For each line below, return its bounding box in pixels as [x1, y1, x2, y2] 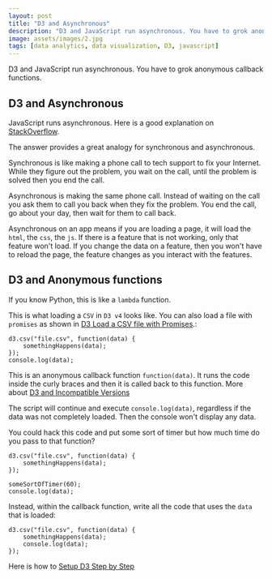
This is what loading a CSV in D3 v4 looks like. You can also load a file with [8, 310, 253, 320]
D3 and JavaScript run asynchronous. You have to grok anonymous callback [8, 64, 264, 74]
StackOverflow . [8, 127, 60, 136]
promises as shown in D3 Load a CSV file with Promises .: [8, 319, 198, 328]
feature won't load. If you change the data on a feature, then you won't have [8, 241, 262, 251]
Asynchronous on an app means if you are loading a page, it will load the [8, 224, 251, 234]
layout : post [8, 11, 53, 20]
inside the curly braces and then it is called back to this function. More [8, 379, 244, 388]
